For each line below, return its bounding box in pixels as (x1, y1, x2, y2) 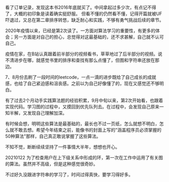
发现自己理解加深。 (27, 110, 67, 116)
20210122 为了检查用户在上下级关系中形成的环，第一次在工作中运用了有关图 (5, 155, 163, 160)
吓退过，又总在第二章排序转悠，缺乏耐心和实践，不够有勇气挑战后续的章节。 (5, 17, 164, 23)
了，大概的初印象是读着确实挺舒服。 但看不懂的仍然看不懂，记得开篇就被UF (5, 11, 162, 17)
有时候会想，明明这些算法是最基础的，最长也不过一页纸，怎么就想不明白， (5, 121, 159, 127)
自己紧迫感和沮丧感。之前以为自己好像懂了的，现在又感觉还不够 (27, 80, 159, 86)
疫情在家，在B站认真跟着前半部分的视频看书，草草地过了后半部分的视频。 (5, 51, 158, 57)
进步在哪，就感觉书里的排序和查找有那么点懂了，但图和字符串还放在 (14, 57, 155, 63)
